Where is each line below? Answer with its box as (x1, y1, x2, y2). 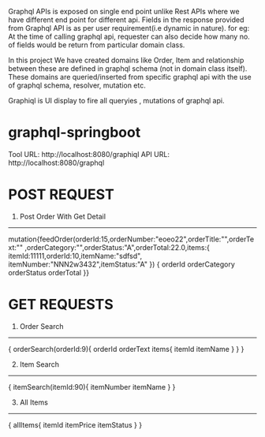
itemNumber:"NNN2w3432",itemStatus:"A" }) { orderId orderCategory (8, 260, 235, 269)
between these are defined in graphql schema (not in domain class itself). (8, 64, 248, 73)
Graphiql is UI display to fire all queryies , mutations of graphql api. (8, 96, 225, 105)
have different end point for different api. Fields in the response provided (8, 15, 244, 24)
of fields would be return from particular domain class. (8, 40, 185, 50)
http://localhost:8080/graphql (8, 158, 105, 167)
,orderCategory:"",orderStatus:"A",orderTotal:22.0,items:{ (24, 242, 211, 252)
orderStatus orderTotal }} (8, 267, 89, 277)
